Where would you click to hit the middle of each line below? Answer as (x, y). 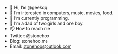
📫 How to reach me (30, 29)
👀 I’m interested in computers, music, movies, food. (61, 13)
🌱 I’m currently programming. (39, 18)
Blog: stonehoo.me (29, 41)
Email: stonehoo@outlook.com (41, 46)
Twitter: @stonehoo (30, 36)
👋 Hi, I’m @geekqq (28, 8)
